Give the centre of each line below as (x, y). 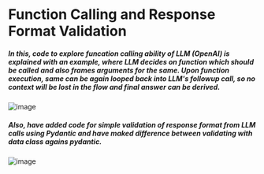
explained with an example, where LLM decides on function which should (131, 61)
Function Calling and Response (112, 15)
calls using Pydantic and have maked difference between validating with (130, 133)
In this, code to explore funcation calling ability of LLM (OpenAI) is (119, 54)
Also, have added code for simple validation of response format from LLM (132, 124)
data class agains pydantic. (55, 141)
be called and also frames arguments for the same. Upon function (119, 70)
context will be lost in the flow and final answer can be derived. (114, 87)
